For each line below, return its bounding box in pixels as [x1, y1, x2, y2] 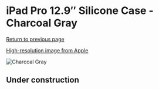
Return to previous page [6, 35, 65, 42]
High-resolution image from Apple [6, 47, 89, 54]
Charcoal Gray [6, 16, 78, 30]
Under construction [6, 75, 79, 85]
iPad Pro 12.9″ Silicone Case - [6, 4, 154, 17]
